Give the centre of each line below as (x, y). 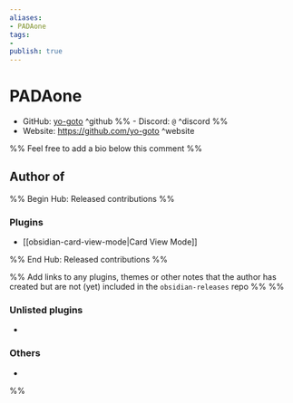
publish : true (36, 52)
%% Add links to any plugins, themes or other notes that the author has (143, 277)
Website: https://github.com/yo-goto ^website (108, 131)
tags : (20, 34)
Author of (37, 177)
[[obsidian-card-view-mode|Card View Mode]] (110, 242)
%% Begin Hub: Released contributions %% (92, 198)
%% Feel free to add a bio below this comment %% (106, 149)
